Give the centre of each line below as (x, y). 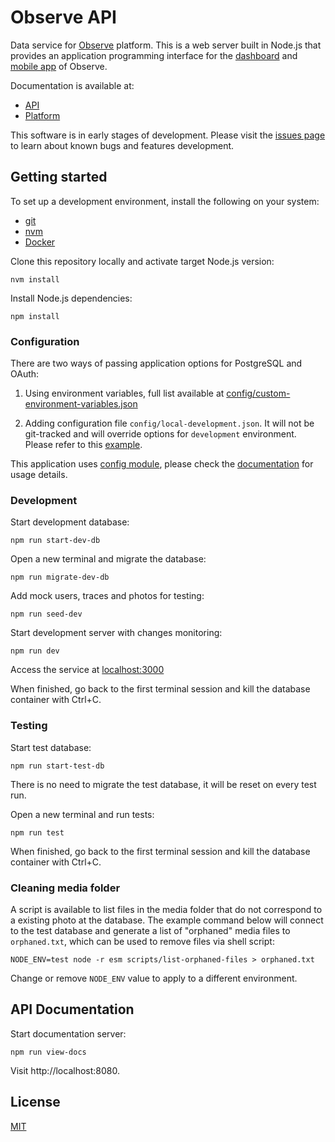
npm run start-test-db (57, 766)
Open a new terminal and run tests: (82, 814)
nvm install (35, 279)
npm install (35, 316)
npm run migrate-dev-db (60, 577)
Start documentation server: (68, 1033)
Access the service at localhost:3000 (87, 670)
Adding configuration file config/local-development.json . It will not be (169, 423)
